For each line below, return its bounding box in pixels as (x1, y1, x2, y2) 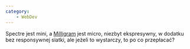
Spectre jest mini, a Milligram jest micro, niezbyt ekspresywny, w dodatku (5, 30, 184, 37)
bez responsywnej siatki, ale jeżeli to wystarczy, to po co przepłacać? (5, 36, 175, 43)
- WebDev (16, 14, 38, 20)
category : (5, 8, 30, 15)
